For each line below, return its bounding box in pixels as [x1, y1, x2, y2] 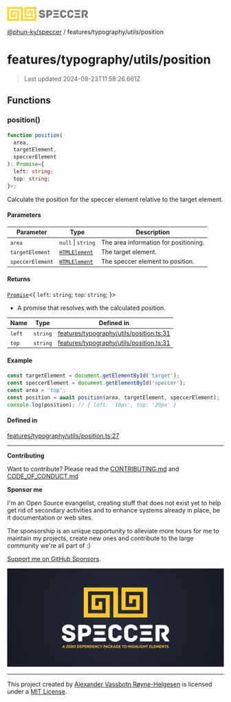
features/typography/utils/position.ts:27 [7, 432, 120, 440]
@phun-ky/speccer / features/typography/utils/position [7, 28, 164, 36]
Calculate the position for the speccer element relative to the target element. [7, 195, 223, 203]
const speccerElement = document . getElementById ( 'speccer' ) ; [7, 380, 186, 386]
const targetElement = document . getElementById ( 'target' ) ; [7, 372, 180, 380]
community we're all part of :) [7, 541, 91, 550]
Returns [7, 275, 31, 283]
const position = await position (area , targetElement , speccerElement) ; [7, 394, 220, 402]
